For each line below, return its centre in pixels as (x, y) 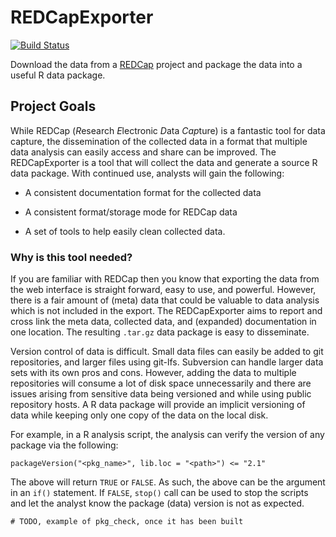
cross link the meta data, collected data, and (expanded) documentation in (163, 322)
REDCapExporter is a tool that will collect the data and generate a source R (164, 162)
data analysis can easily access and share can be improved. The (143, 152)
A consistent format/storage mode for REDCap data (131, 212)
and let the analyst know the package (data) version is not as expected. (157, 503)
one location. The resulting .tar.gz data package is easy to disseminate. (160, 332)
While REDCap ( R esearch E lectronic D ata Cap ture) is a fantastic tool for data (168, 130)
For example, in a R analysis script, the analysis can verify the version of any (167, 435)
